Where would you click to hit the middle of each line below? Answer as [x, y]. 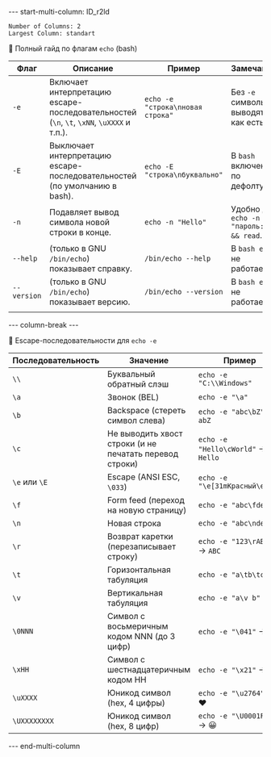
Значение [149, 360]
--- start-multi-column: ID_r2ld [59, 12]
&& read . [247, 235]
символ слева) [137, 420]
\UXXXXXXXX [33, 721]
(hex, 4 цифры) [136, 703]
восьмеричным [138, 626]
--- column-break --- [44, 325]
